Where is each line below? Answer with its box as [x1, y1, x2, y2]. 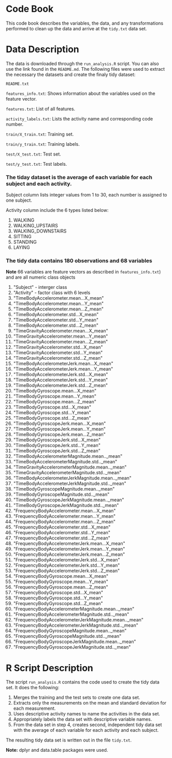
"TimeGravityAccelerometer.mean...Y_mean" [13, 333, 108, 339]
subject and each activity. [6, 180, 72, 187]
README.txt [6, 81, 29, 86]
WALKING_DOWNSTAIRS [13, 228, 67, 234]
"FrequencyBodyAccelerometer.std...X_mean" [13, 524, 111, 530]
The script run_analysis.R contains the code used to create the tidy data [6, 679, 160, 685]
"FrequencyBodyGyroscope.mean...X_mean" [13, 573, 109, 579]
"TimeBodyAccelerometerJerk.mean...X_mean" [13, 360, 113, 367]
